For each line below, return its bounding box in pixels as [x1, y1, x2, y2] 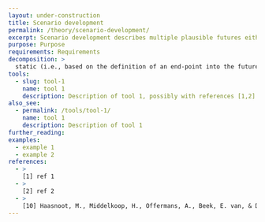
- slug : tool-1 [15, 77, 65, 85]
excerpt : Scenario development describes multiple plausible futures [8, 33, 242, 42]
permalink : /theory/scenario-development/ [8, 26, 150, 34]
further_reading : [8, 128, 65, 136]
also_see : [8, 99, 41, 107]
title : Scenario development [8, 19, 104, 27]
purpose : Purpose [8, 41, 65, 49]
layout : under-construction [8, 11, 101, 20]
